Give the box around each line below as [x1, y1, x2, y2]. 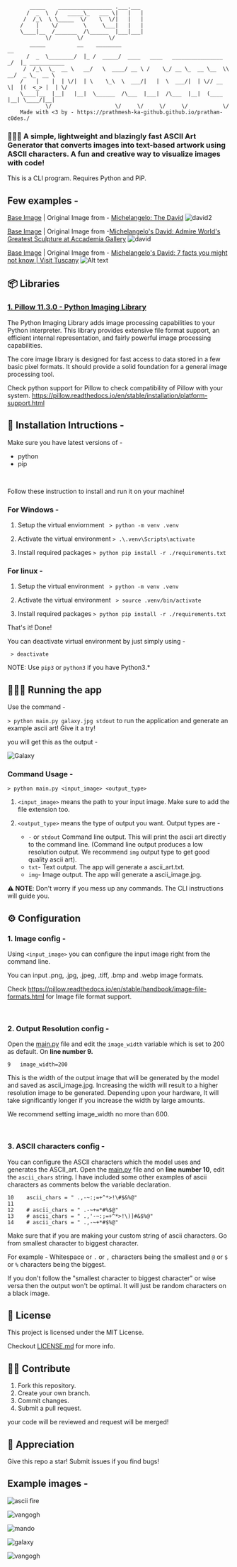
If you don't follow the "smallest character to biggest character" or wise [7, 1274, 216, 1282]
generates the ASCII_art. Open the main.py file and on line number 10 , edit [7, 1165, 225, 1174]
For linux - [7, 566, 43, 576]
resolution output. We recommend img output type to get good [28, 848, 210, 857]
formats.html [7, 992, 45, 1001]
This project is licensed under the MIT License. [7, 1328, 144, 1337]
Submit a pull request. [17, 1404, 82, 1412]
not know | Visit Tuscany [7, 256, 79, 265]
